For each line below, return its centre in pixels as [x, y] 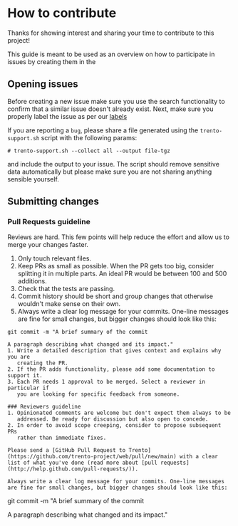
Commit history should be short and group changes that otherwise [115, 296]
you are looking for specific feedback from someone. [98, 394]
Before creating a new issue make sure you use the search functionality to [117, 101]
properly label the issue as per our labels [67, 116]
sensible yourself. [33, 179]
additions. [32, 281]
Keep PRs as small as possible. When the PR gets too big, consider [116, 266]
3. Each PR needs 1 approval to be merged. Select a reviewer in [106, 382]
